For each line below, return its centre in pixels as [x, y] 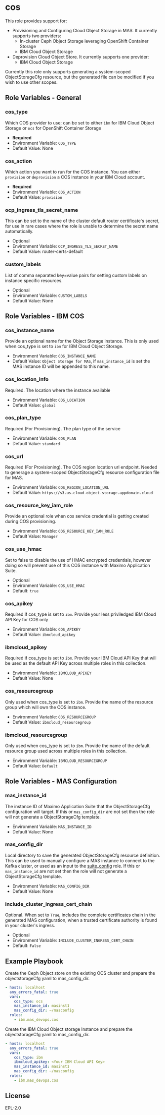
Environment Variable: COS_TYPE [44, 143]
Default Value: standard [36, 443]
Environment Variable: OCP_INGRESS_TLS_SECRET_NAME [65, 246]
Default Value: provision [37, 197]
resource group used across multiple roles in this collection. [66, 751]
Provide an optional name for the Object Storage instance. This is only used [82, 341]
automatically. [19, 232]
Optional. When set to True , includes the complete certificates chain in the [81, 915]
